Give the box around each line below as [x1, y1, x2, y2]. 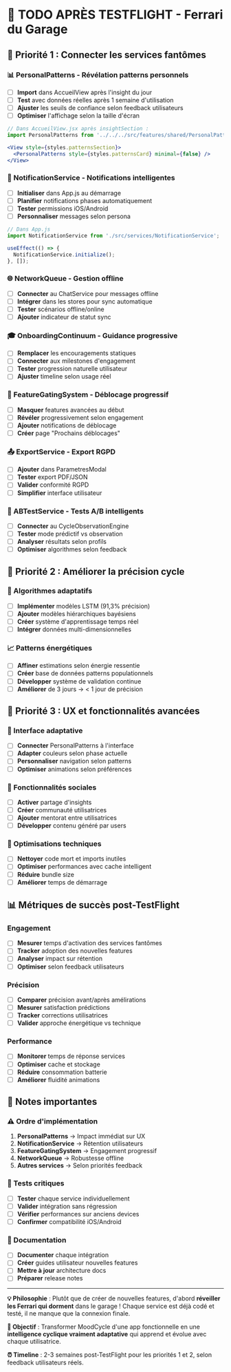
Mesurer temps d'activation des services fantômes [16, 939, 163, 947]
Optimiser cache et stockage [16, 1060, 101, 1068]
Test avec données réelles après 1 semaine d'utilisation [16, 96, 174, 104]
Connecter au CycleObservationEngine [16, 522, 129, 530]
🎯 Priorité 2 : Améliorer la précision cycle [7, 565, 185, 578]
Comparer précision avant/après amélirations [16, 995, 146, 1004]
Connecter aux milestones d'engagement [16, 357, 136, 365]
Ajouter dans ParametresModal [16, 465, 107, 474]
